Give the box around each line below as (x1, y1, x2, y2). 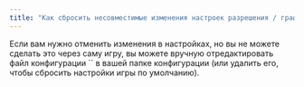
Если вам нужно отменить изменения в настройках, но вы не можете (9, 38, 280, 49)
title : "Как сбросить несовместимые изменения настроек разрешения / (9, 13, 278, 23)
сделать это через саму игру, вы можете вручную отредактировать (9, 47, 274, 59)
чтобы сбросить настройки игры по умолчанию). (9, 67, 200, 78)
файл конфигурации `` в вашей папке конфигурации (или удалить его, (9, 57, 279, 68)
